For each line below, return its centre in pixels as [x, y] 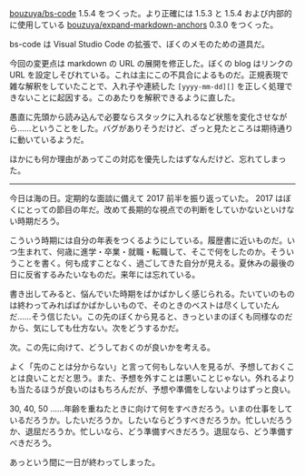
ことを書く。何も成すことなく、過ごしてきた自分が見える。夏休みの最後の [156, 263]
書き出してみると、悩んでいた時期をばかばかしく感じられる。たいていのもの [152, 294]
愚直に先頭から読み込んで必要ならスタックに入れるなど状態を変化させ [141, 117]
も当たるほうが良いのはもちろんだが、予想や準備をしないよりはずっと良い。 [152, 389]
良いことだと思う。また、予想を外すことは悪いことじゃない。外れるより [160, 378]
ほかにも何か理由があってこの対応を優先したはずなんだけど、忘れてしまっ [148, 159]
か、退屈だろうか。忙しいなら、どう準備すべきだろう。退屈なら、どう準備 [148, 431]
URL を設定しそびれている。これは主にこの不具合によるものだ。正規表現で [149, 75]
